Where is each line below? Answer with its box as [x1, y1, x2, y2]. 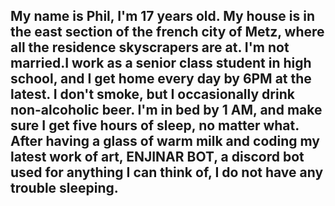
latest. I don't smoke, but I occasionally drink [10, 86, 295, 103]
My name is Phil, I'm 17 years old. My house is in [10, 8, 315, 25]
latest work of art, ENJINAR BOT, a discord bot [10, 149, 305, 166]
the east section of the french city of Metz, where [10, 24, 325, 41]
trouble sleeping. [10, 180, 119, 197]
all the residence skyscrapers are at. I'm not [10, 39, 290, 56]
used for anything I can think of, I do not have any [10, 164, 324, 181]
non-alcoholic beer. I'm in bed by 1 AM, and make [10, 102, 323, 119]
